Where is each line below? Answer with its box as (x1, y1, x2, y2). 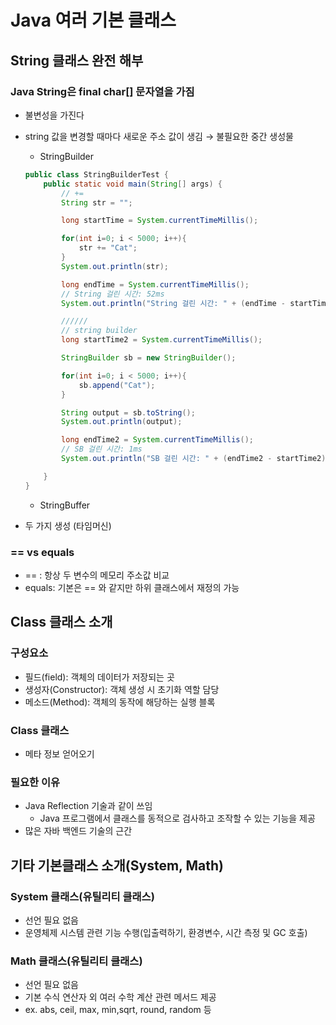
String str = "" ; (61, 197, 133, 208)
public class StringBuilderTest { (24, 169, 169, 180)
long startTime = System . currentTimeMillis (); (61, 216, 259, 226)
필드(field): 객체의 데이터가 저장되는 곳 (24, 671, 175, 683)
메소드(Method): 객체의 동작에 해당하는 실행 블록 (24, 696, 216, 708)
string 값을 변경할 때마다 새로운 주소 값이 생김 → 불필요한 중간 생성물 (24, 130, 294, 142)
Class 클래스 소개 (10, 614, 113, 631)
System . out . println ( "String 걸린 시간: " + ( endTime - (61, 298, 286, 308)
